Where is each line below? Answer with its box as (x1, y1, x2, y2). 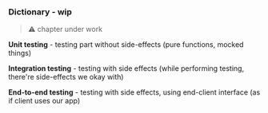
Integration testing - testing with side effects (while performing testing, (8, 64, 245, 73)
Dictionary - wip (8, 6, 72, 18)
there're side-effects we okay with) (8, 72, 124, 82)
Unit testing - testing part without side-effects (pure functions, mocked (8, 40, 244, 49)
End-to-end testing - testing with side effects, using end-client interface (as (8, 88, 261, 97)
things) (8, 49, 32, 58)
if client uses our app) (8, 96, 81, 106)
